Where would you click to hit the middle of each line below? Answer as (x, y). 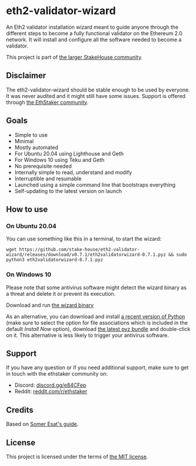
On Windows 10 (29, 275)
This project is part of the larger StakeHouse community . (74, 57)
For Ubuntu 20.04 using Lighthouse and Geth (69, 153)
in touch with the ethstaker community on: (57, 374)
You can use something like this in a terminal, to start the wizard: (84, 239)
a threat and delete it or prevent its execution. (61, 293)
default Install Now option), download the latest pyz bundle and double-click (98, 329)
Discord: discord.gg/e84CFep (50, 385)
